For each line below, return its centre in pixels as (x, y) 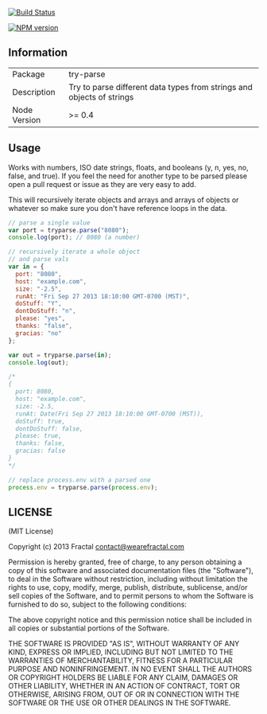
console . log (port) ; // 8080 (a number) (74, 238)
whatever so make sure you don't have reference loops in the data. (118, 208)
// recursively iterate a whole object (74, 252)
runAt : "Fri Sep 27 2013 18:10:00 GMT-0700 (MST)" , (103, 296)
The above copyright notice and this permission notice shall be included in (130, 620)
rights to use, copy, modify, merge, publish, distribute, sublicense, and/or (128, 587)
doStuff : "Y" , (39, 304)
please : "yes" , (41, 318)
